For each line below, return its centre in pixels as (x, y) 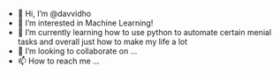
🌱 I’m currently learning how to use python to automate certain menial (144, 32)
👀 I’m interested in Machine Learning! (85, 23)
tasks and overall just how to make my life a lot (102, 41)
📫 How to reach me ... (58, 61)
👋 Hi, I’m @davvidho (54, 14)
